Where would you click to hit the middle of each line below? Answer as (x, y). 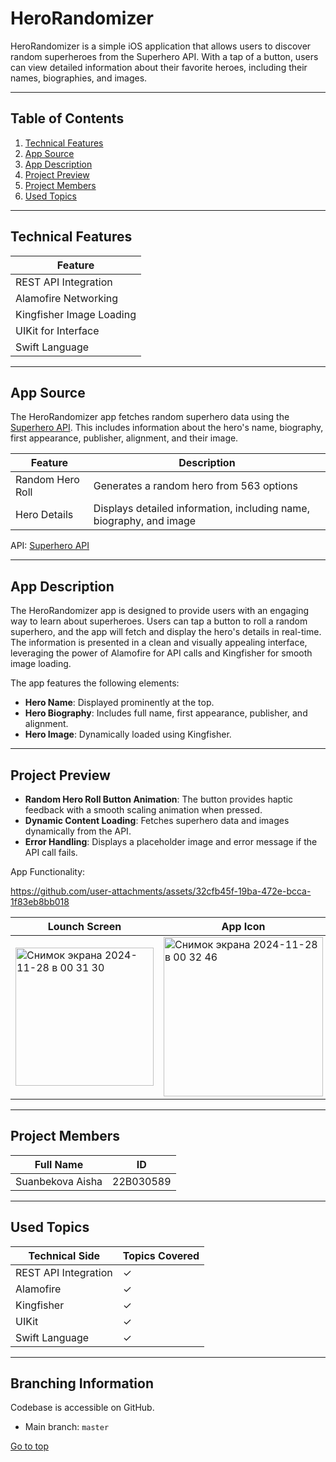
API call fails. (51, 852)
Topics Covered (161, 1255)
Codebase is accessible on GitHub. (82, 1408)
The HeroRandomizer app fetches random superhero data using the (150, 417)
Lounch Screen (84, 926)
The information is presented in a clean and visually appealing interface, (159, 643)
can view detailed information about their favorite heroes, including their (159, 67)
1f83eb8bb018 (40, 901)
